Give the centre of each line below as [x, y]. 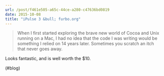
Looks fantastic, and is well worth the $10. [48, 59]
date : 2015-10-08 [23, 14]
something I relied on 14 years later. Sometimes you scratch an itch [86, 44]
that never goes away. [40, 49]
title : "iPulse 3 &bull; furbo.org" [43, 19]
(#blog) [13, 68]
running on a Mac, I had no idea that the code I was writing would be [87, 38]
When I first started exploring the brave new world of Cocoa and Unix [88, 33]
